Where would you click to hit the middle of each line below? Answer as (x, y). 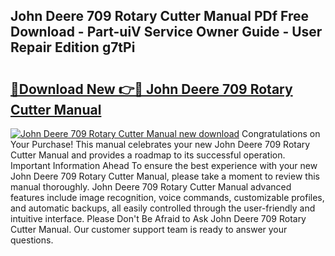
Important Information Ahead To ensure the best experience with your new (164, 165)
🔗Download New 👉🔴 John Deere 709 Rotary (151, 89)
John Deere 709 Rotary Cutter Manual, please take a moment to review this (165, 176)
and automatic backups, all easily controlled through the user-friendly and (163, 208)
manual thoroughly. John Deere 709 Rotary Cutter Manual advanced (151, 187)
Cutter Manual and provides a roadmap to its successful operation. (148, 155)
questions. (32, 240)
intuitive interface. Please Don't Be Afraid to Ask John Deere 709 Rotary (158, 218)
